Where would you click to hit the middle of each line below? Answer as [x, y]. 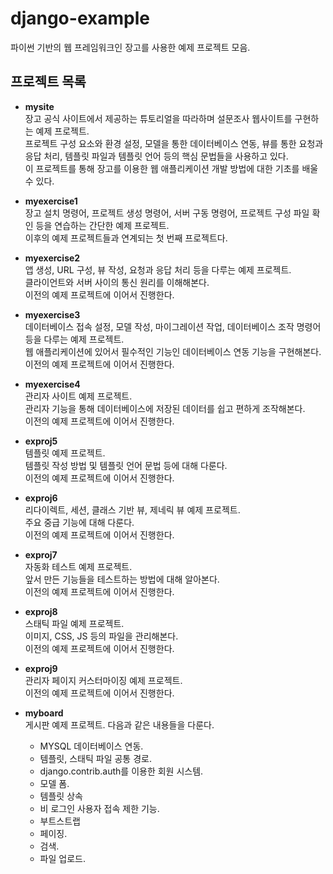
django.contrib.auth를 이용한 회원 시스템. [121, 771]
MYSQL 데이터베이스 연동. [91, 746]
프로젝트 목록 [48, 82]
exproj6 [41, 498]
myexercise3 [52, 314]
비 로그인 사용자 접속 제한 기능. [99, 808]
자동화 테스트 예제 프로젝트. [78, 566]
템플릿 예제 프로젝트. [65, 453]
